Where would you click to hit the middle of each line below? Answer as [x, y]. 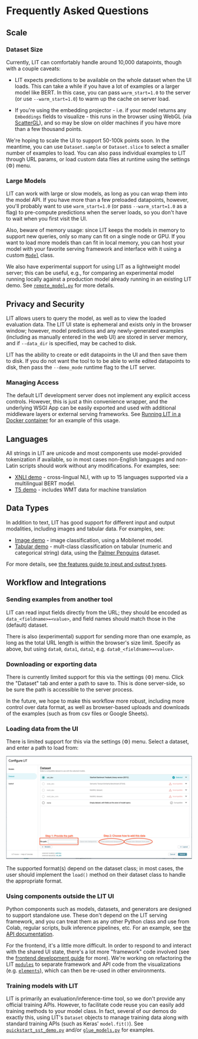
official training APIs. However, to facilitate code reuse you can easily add [95, 1005]
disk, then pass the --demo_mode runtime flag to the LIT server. [81, 367]
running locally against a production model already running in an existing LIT [99, 279]
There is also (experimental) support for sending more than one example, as [98, 636]
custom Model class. [30, 255]
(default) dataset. [27, 625]
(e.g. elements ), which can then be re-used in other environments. [86, 971]
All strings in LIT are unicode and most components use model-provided [94, 453]
